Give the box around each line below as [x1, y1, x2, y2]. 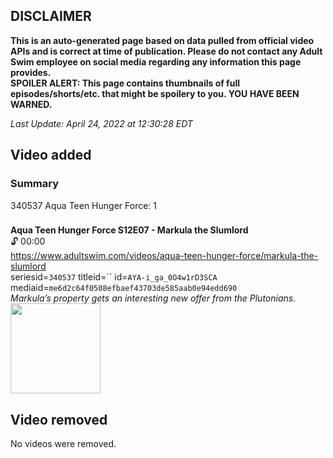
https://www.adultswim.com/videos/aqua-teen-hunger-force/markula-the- [10, 250, 319, 262]
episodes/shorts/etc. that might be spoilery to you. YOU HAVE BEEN [10, 87, 300, 99]
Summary [10, 177, 60, 191]
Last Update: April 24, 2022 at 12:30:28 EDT [10, 117, 193, 129]
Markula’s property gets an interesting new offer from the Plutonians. [10, 292, 297, 304]
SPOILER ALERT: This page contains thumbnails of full [10, 77, 240, 89]
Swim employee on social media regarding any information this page [10, 55, 302, 68]
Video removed [10, 411, 108, 428]
